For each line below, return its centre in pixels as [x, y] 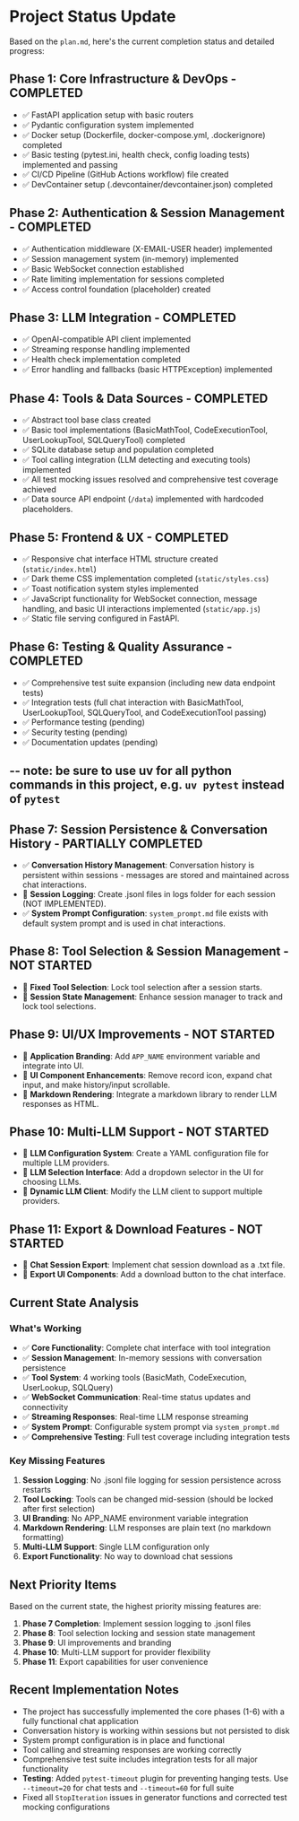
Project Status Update [93, 17]
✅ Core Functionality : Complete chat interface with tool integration [146, 1347]
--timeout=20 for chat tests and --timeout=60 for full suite [128, 1788]
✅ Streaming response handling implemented [106, 349]
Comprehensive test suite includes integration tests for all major [140, 1759]
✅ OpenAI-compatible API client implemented [107, 339]
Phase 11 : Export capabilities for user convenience [115, 1662]
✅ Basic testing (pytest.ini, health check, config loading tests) [136, 154]
